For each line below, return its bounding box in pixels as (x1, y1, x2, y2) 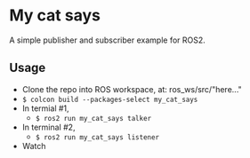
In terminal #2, (21, 122, 76, 132)
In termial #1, (21, 103, 69, 114)
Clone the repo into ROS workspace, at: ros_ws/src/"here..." (21, 83, 242, 94)
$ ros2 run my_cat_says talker (35, 114, 152, 122)
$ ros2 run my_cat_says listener (35, 132, 160, 142)
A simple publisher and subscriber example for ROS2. (9, 35, 206, 45)
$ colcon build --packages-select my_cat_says (21, 95, 198, 104)
